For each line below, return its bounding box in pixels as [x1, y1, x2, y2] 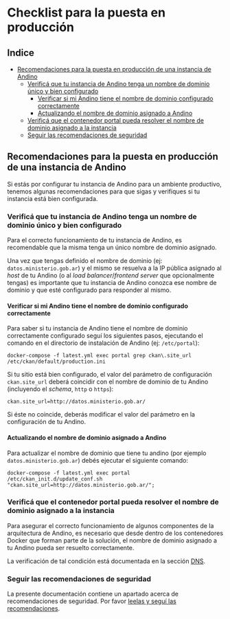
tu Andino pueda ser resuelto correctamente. [7, 543, 135, 552]
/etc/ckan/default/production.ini [7, 358, 106, 366]
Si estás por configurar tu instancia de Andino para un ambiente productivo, [7, 180, 222, 188]
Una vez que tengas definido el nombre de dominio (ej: [7, 257, 163, 265]
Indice [7, 47, 34, 59]
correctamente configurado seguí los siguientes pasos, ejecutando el [7, 332, 204, 340]
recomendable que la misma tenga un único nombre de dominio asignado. [7, 243, 218, 252]
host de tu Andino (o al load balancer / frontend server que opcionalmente [7, 271, 215, 280]
